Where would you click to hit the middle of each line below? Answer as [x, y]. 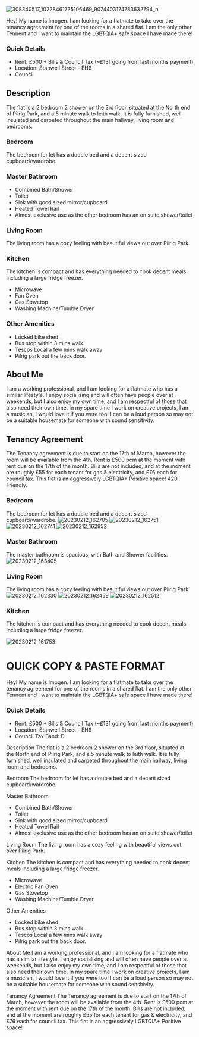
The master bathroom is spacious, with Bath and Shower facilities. [87, 554]
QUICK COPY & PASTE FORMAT [86, 666]
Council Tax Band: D [40, 736]
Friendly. [17, 485]
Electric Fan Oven [36, 886]
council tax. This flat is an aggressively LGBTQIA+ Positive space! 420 [92, 479]
